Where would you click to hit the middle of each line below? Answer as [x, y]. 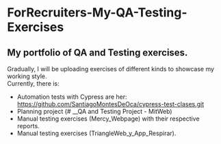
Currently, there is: [33, 83]
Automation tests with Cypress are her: [72, 97]
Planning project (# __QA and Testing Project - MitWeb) [94, 111]
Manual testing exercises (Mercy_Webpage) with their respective [108, 119]
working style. [27, 76]
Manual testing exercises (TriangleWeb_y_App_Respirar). [96, 133]
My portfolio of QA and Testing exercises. [97, 52]
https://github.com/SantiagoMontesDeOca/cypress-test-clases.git [110, 104]
